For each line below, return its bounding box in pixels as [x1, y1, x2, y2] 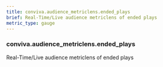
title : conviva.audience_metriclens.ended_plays [6, 8, 131, 15]
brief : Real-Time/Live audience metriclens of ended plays [6, 14, 158, 21]
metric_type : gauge [6, 20, 55, 26]
